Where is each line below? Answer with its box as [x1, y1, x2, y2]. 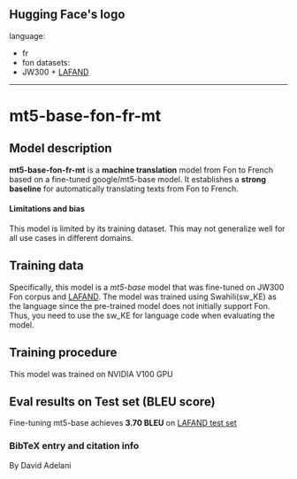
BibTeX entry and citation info [9, 440, 140, 452]
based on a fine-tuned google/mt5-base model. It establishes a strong [9, 174, 267, 184]
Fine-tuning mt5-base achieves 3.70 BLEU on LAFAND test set [9, 418, 237, 429]
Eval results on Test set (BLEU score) [9, 394, 216, 410]
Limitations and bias [9, 204, 86, 214]
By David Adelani [9, 460, 72, 470]
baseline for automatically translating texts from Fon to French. [9, 183, 239, 194]
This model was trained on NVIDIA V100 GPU [9, 368, 174, 379]
